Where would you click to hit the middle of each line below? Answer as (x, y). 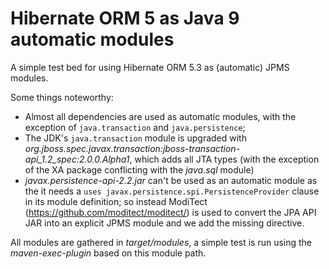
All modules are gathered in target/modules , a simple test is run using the (161, 242)
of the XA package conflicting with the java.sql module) (139, 169)
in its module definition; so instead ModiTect (116, 201)
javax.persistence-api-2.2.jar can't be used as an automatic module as (171, 180)
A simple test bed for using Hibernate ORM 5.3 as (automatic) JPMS (150, 67)
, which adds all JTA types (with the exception (224, 159)
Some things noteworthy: (62, 97)
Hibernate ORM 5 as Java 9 (125, 18)
